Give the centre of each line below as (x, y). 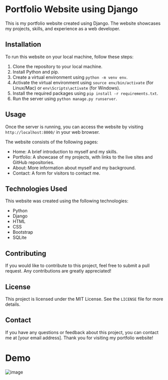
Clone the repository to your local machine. (57, 66)
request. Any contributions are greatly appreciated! (58, 271)
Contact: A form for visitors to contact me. (56, 173)
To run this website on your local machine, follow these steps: (69, 57)
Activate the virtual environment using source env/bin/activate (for (83, 82)
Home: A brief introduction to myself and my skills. (65, 151)
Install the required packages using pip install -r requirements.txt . (85, 93)
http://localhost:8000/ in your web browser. (52, 132)
